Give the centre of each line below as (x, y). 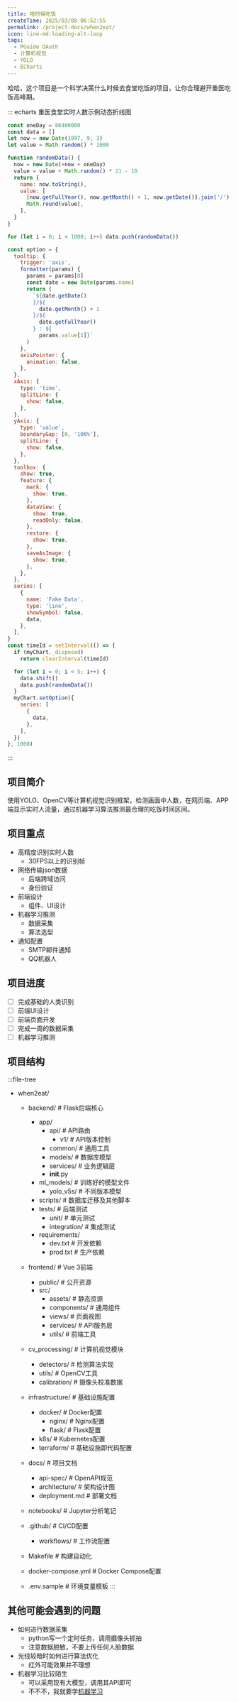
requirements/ (59, 1234)
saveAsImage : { (49, 553)
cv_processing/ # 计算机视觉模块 (76, 1349)
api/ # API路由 (70, 1130)
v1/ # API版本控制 (85, 1139)
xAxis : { (27, 382)
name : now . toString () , (53, 184)
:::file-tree (22, 1079)
